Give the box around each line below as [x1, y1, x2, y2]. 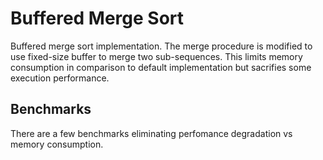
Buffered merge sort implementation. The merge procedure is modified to [10, 40, 313, 52]
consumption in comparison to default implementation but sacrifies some [10, 61, 312, 73]
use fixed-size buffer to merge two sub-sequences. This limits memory [10, 50, 303, 62]
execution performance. [10, 72, 110, 84]
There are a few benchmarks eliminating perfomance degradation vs [10, 127, 293, 139]
